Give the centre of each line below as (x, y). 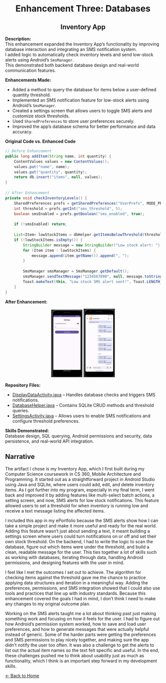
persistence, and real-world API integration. (49, 441)
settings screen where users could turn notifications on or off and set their (81, 536)
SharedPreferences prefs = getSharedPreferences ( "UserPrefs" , (79, 203)
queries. (21, 410)
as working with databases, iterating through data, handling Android (74, 557)
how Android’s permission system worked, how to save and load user (76, 624)
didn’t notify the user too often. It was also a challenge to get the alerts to (80, 645)
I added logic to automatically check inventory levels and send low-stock (79, 55)
